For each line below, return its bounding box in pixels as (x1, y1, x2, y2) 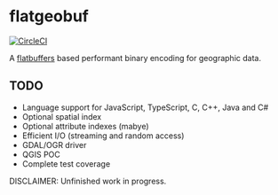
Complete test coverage (21, 158, 111, 169)
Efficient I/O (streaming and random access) (21, 130, 185, 141)
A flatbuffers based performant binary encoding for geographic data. (9, 52, 262, 63)
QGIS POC (21, 149, 60, 160)
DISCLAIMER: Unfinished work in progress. (9, 175, 167, 186)
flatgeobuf (9, 6, 89, 27)
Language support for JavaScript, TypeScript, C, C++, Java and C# (21, 102, 269, 113)
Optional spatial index (21, 111, 102, 121)
